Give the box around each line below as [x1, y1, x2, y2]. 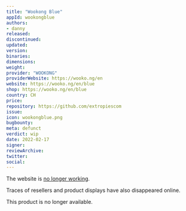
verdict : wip [6, 131, 39, 137]
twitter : [6, 153, 28, 159]
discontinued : [6, 36, 42, 42]
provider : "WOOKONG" [6, 70, 58, 76]
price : [6, 97, 23, 103]
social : [6, 159, 26, 165]
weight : [6, 64, 26, 71]
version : [6, 48, 28, 54]
